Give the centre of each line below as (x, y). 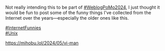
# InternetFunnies (23, 28)
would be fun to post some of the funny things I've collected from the (78, 13)
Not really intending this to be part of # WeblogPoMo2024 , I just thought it (82, 7)
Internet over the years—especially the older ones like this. (67, 18)
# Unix (11, 33)
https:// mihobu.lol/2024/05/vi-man (42, 43)
